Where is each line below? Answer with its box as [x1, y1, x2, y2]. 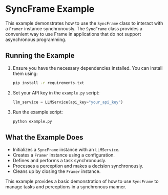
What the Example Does [5, 133, 83, 142]
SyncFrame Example [5, 3, 95, 15]
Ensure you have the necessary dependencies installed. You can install [12, 65, 163, 71]
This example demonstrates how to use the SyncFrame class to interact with [5, 20, 163, 26]
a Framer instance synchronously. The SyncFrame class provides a [5, 25, 142, 31]
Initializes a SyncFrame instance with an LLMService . [12, 147, 120, 153]
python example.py [12, 119, 52, 124]
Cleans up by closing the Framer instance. [12, 168, 101, 174]
